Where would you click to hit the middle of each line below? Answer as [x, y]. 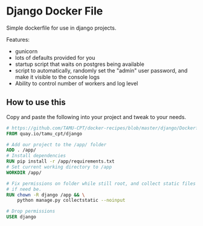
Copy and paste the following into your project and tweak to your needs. [96, 117]
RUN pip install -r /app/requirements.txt [60, 161]
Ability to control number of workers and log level [76, 83]
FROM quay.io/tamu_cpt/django [44, 134]
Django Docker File [55, 11]
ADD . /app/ [21, 150]
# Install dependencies [36, 156]
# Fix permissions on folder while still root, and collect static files [101, 183]
